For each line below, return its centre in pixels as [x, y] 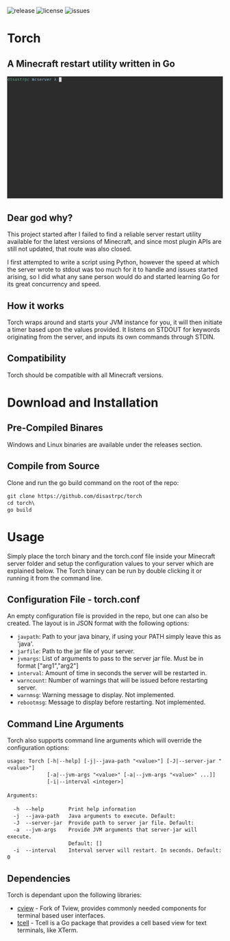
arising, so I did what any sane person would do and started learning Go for [114, 277]
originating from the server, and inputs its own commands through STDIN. [111, 337]
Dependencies [39, 878]
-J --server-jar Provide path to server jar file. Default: [104, 823]
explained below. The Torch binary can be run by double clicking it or [104, 571]
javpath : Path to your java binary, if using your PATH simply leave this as [119, 637]
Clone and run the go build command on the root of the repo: [93, 483]
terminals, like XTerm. [48, 930]
